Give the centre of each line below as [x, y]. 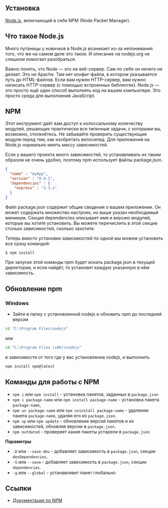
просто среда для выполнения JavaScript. [50, 96]
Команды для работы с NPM [52, 382]
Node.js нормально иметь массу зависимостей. [57, 145]
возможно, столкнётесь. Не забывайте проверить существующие [76, 134]
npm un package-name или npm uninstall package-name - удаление [80, 410]
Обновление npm [34, 289]
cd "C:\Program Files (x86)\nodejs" [43, 347]
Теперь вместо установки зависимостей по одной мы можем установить [84, 238]
